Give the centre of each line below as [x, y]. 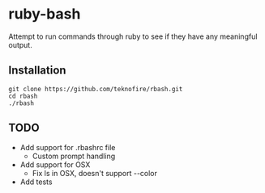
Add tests [36, 182]
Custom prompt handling [74, 156]
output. [20, 44]
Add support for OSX [55, 164]
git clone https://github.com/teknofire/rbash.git [96, 89]
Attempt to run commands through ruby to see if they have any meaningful [133, 36]
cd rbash [23, 96]
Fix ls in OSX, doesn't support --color [95, 173]
